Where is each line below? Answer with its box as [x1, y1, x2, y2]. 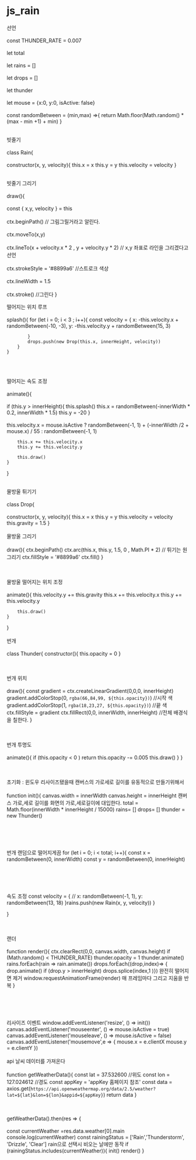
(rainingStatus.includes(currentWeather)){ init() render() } [6, 1147, 145, 1154]
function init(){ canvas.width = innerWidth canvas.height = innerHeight [6, 792, 177, 799]
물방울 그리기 [6, 533, 37, 540]
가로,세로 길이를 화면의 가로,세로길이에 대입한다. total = [12, 799, 139, 806]
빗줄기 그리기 [6, 180, 37, 187]
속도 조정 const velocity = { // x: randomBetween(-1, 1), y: [6, 893, 143, 900]
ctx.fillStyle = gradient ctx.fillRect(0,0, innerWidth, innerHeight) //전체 [6, 709, 173, 716]
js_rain [6, 4, 40, 18]
